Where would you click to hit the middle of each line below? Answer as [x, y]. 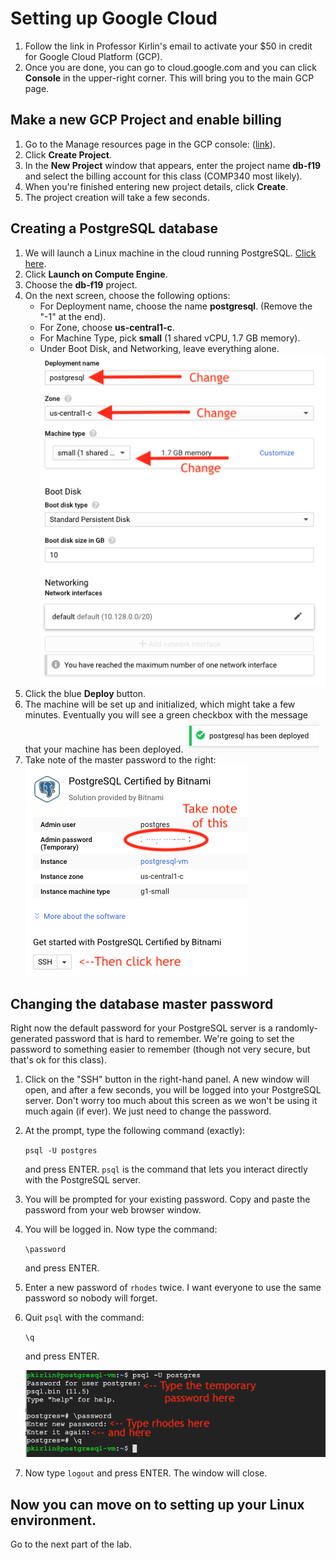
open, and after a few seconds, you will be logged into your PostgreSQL [173, 1090]
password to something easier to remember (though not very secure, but [160, 1049]
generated [31, 1039]
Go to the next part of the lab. [71, 1544]
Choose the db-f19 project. [81, 284]
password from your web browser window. [113, 1210]
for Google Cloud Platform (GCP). [93, 56]
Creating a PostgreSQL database [114, 228]
